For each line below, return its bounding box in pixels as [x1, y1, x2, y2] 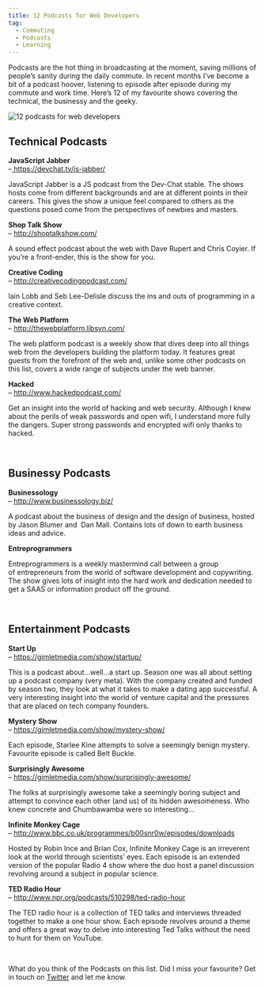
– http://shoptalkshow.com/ [8, 228, 97, 238]
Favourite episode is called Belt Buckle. [8, 748, 137, 758]
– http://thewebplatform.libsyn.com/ [8, 323, 125, 333]
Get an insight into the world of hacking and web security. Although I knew [8, 403, 252, 413]
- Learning [15, 41, 51, 49]
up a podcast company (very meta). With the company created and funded [8, 675, 253, 685]
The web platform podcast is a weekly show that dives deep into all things [8, 338, 250, 348]
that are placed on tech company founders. [8, 701, 150, 710]
